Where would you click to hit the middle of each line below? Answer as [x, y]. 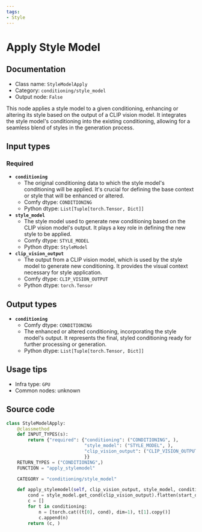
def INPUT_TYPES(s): [43, 435]
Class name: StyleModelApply [51, 84]
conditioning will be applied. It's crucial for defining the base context [109, 190]
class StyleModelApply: [36, 423]
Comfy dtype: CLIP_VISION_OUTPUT [66, 279]
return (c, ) [44, 523]
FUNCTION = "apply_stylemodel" [56, 468]
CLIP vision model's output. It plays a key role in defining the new [105, 228]
